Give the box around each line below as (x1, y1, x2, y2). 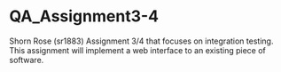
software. (9, 54, 44, 65)
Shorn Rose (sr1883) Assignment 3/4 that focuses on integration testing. (9, 36, 274, 46)
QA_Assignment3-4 (9, 6, 160, 27)
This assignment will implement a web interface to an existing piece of (9, 44, 266, 55)
